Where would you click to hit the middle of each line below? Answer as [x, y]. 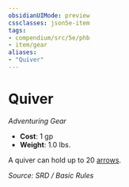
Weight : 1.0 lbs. [45, 144]
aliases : [23, 52]
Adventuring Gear [38, 120]
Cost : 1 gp [36, 136]
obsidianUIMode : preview [49, 15]
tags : [17, 30]
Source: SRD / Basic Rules [51, 175]
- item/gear [28, 45]
